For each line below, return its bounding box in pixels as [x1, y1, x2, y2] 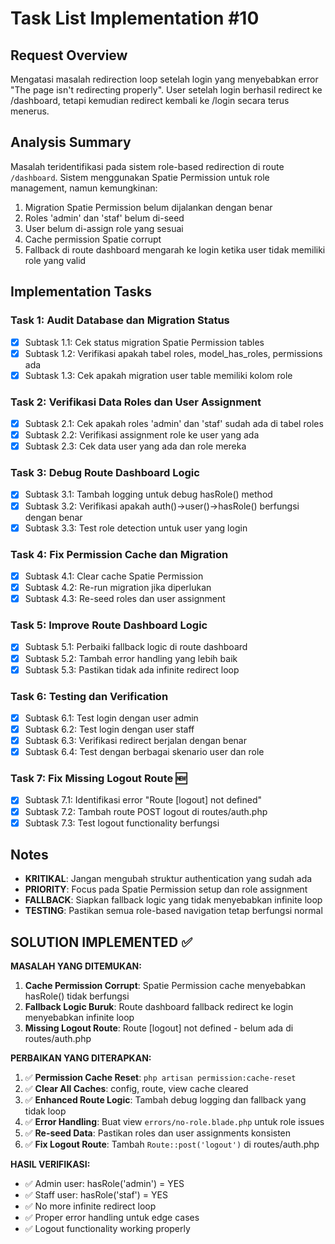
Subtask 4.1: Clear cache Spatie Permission [24, 570, 204, 582]
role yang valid [24, 254, 87, 266]
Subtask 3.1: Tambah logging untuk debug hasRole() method [24, 488, 273, 501]
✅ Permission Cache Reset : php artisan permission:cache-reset [24, 1072, 297, 1084]
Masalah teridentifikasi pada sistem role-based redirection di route [10, 160, 285, 172]
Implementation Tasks [10, 283, 152, 301]
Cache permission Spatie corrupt [24, 233, 162, 245]
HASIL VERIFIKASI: [10, 1158, 91, 1171]
